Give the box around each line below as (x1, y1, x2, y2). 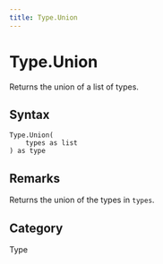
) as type (9, 147, 47, 156)
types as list (25, 139, 78, 148)
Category (9, 220, 64, 235)
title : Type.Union (9, 13, 78, 22)
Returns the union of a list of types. (9, 81, 139, 92)
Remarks (9, 171, 61, 186)
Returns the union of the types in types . (9, 194, 155, 206)
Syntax (9, 106, 50, 122)
